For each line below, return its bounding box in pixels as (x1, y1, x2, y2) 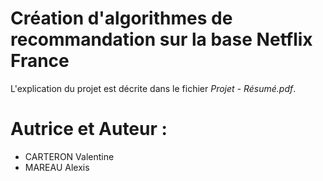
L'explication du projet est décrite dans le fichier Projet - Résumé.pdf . (10, 82, 297, 94)
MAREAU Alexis (24, 161, 90, 173)
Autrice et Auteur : (10, 118, 168, 141)
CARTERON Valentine (24, 150, 115, 162)
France (10, 50, 70, 72)
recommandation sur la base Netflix (10, 28, 313, 51)
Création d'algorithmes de (10, 7, 233, 30)
